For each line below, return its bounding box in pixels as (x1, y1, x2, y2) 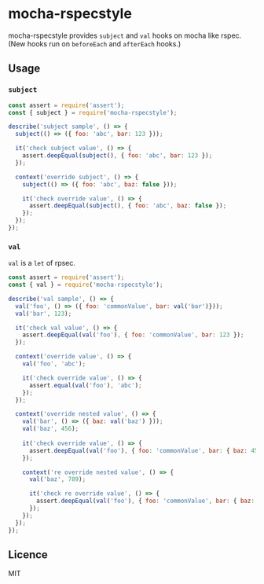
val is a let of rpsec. (8, 259, 76, 268)
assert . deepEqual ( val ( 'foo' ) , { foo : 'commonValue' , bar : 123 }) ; (22, 331, 244, 339)
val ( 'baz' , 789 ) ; (28, 476, 86, 483)
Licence (8, 548, 49, 561)
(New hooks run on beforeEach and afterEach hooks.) (8, 39, 181, 48)
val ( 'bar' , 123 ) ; (15, 310, 72, 318)
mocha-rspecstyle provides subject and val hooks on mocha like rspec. (8, 31, 242, 40)
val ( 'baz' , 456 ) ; (22, 425, 79, 433)
